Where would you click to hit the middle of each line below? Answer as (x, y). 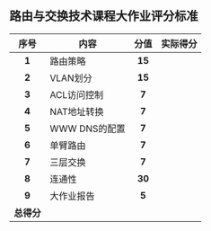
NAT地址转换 (77, 111)
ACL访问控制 (77, 94)
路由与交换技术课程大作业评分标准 (104, 16)
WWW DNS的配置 (88, 129)
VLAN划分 (71, 77)
